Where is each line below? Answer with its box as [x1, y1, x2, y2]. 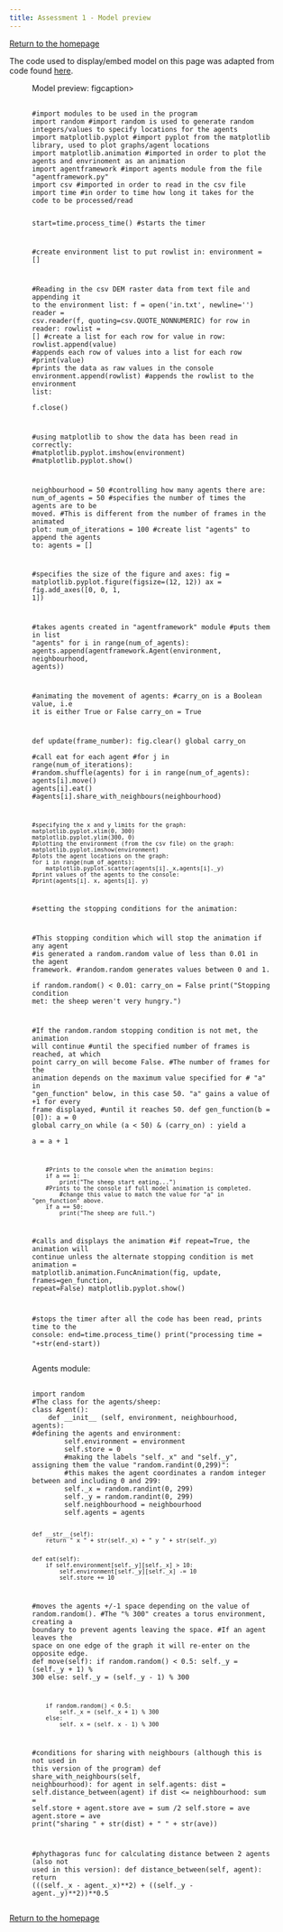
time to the [32, 1323, 77, 1332]
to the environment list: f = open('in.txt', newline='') [32, 301, 254, 310]
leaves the [32, 1633, 73, 1643]
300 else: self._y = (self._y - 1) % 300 [32, 1673, 190, 1682]
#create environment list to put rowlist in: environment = [32, 247, 263, 257]
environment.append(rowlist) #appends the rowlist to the [32, 372, 254, 381]
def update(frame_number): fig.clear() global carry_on [32, 737, 246, 746]
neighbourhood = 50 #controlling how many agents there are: [32, 485, 267, 495]
